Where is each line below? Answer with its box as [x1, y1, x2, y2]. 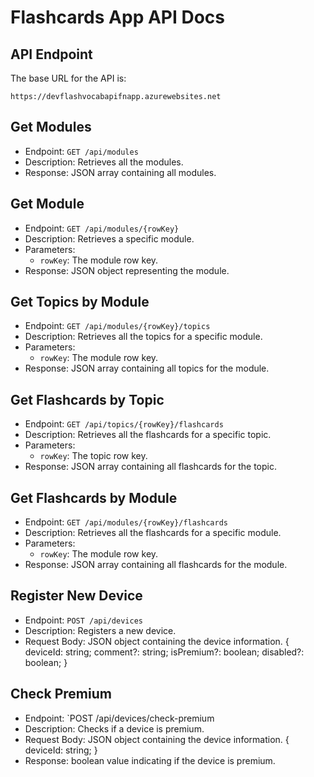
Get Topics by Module [10, 294, 150, 311]
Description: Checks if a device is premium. [24, 722, 205, 735]
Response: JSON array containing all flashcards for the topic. [24, 461, 277, 473]
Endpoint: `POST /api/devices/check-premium [24, 712, 215, 724]
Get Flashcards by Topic [10, 391, 165, 408]
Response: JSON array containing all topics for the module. [24, 362, 270, 375]
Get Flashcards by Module [10, 489, 178, 506]
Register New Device [10, 587, 143, 605]
